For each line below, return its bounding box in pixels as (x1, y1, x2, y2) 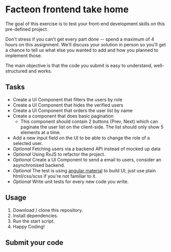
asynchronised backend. (12, 162, 65, 168)
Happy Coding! (12, 223, 45, 229)
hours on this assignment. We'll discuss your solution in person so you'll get (5, 41, 166, 47)
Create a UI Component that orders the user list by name (12, 107, 133, 114)
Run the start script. (12, 218, 55, 224)
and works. (28, 68, 52, 74)
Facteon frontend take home (5, 4, 129, 15)
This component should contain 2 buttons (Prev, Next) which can (20, 118, 158, 124)
